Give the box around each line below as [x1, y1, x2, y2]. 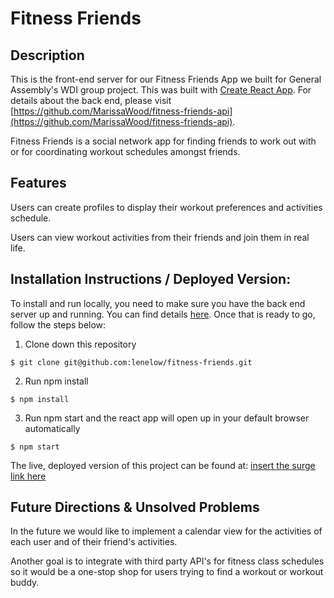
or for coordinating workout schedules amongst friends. [10, 146, 241, 157]
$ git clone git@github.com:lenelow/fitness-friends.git [10, 357, 253, 367]
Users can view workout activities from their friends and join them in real [10, 231, 310, 243]
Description [10, 47, 85, 64]
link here [10, 470, 47, 482]
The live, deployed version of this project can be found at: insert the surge [10, 459, 316, 471]
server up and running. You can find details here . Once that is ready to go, [10, 308, 316, 320]
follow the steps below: [10, 318, 107, 331]
